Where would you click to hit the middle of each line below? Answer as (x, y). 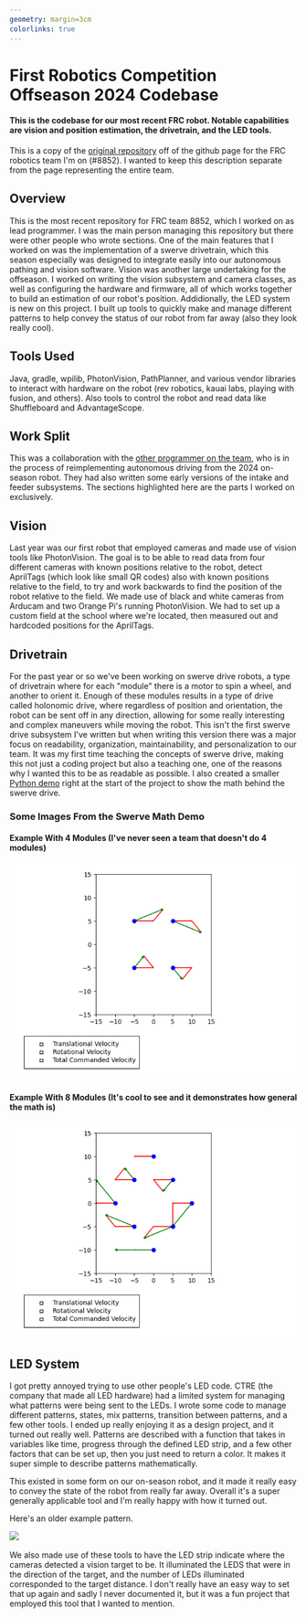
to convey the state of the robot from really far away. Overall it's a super (145, 1491)
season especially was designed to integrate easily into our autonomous (145, 260)
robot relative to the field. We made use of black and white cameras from (147, 596)
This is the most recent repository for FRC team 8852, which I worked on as (152, 220)
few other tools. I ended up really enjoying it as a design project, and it (142, 1425)
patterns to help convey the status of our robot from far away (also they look (153, 318)
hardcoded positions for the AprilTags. (82, 625)
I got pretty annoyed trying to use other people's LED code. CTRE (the (142, 1386)
